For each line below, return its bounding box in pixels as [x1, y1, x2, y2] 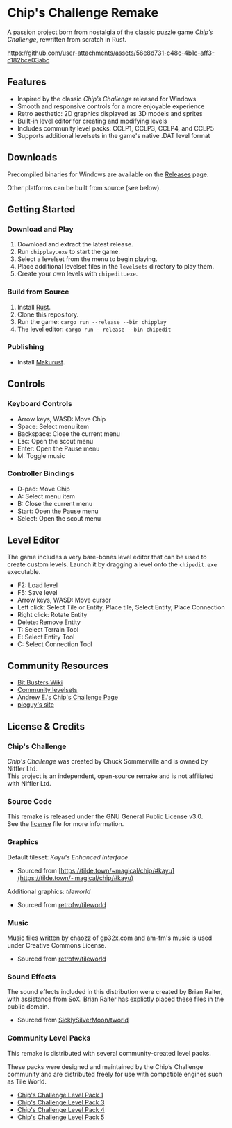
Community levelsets [17, 686, 78, 694]
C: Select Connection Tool [17, 640, 92, 648]
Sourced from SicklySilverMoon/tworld [17, 1016, 129, 1025]
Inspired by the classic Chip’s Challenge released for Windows [17, 94, 197, 103]
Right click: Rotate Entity [17, 610, 88, 618]
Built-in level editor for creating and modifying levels [17, 117, 167, 125]
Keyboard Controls [7, 399, 73, 409]
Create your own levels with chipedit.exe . [17, 269, 138, 278]
